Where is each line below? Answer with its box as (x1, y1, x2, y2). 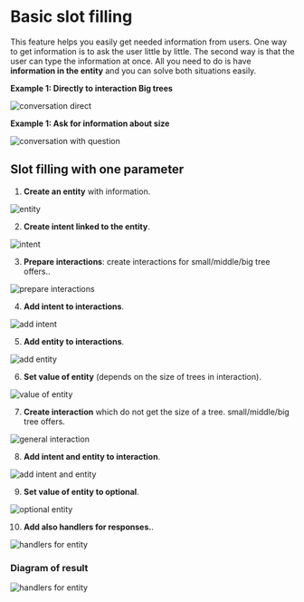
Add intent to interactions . (23, 301, 125, 312)
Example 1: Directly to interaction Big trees (10, 83, 173, 93)
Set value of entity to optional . (23, 486, 139, 497)
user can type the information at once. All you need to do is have (10, 55, 252, 66)
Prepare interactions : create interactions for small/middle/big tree (23, 256, 271, 267)
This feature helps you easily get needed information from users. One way (10, 36, 288, 47)
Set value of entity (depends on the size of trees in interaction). (23, 371, 261, 382)
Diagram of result (10, 561, 89, 574)
